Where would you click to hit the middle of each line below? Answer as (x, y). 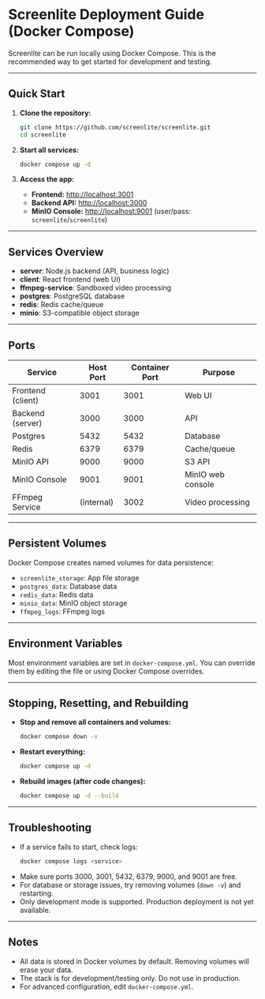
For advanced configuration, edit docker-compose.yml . (106, 986)
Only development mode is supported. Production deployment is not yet (136, 901)
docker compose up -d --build (69, 796)
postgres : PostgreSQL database (72, 296)
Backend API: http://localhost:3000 (89, 203)
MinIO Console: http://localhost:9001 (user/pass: (111, 212)
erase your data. (46, 970)
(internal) (97, 502)
